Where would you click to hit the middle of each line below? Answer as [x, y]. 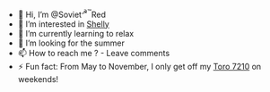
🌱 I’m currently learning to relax [76, 33]
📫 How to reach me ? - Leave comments [94, 53]
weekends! [38, 79]
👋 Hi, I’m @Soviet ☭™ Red [61, 14]
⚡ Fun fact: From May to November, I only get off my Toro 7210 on [139, 66]
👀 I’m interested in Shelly [63, 24]
